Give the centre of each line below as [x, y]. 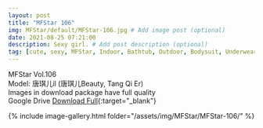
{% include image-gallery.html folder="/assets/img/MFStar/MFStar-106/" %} [131, 116]
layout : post [29, 15]
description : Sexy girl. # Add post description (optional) [108, 45]
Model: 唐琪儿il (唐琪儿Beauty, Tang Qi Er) [76, 84]
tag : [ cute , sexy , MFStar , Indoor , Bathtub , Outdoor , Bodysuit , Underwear [133, 52]
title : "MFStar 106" [42, 23]
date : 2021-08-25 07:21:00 [52, 37]
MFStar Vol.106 [32, 74]
